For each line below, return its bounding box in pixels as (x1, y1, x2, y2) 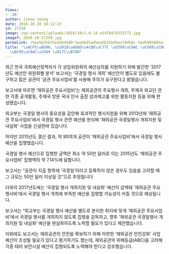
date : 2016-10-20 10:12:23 (5, 21, 62, 27)
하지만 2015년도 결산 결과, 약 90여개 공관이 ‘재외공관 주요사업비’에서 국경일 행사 (5, 134, 162, 140)
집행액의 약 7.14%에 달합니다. (24, 157, 81, 163)
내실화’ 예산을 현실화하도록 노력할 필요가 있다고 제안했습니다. (24, 220, 143, 226)
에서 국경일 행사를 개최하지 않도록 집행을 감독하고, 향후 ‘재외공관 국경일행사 (10, 214, 158, 220)
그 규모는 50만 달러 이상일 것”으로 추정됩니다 (5, 174, 93, 180)
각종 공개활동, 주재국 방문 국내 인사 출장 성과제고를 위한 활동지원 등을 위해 (10, 93, 155, 99)
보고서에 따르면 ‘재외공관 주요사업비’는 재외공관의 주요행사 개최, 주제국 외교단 (5, 87, 157, 93)
